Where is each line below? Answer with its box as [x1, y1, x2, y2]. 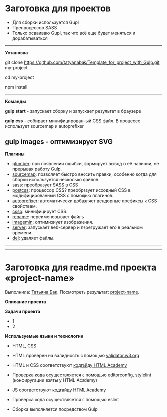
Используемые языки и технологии [5, 333, 83, 339]
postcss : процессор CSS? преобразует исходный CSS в [12, 187, 131, 193]
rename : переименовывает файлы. [12, 213, 86, 220]
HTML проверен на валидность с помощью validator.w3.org [12, 352, 139, 358]
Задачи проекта [5, 308, 41, 314]
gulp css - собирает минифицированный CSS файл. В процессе [5, 118, 141, 124]
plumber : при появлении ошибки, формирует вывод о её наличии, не [12, 160, 159, 166]
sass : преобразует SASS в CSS [12, 182, 78, 188]
